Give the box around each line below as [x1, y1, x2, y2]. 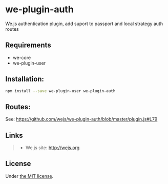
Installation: [5, 75, 45, 84]
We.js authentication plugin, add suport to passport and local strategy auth [5, 21, 163, 27]
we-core [12, 54, 31, 60]
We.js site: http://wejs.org [25, 145, 80, 151]
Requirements [5, 41, 51, 50]
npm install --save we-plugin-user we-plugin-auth [5, 88, 116, 93]
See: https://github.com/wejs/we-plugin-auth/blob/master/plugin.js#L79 [5, 116, 158, 122]
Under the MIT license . [5, 173, 54, 179]
